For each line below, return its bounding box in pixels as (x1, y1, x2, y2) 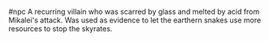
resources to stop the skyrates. (8, 24, 113, 33)
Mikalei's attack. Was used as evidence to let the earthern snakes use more (8, 15, 262, 25)
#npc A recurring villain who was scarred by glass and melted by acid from (8, 7, 260, 16)
